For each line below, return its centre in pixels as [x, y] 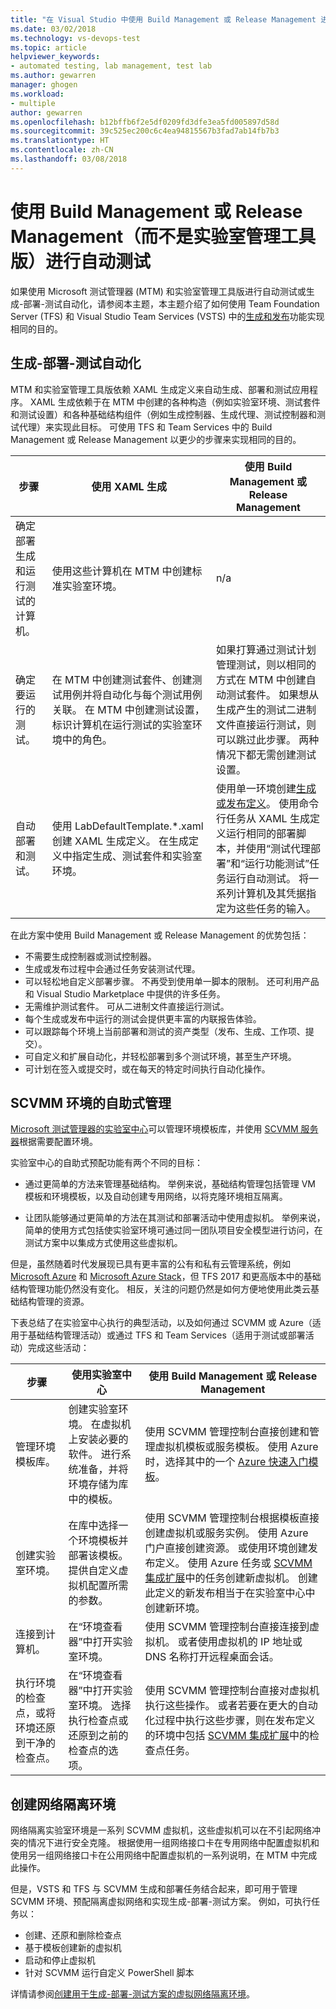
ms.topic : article [48, 47]
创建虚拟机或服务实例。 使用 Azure [226, 1533]
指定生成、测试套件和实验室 [137, 856]
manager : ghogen [44, 85]
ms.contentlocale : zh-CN [62, 150]
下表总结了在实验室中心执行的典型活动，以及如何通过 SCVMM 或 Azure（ [161, 1323]
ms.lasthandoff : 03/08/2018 [69, 159]
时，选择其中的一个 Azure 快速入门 [226, 1462]
